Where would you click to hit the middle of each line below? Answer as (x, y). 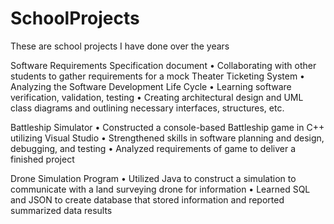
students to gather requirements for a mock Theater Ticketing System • (157, 76)
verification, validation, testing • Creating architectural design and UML (157, 97)
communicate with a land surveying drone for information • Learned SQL (160, 189)
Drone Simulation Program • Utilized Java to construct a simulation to (153, 178)
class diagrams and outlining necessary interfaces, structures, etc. (147, 108)
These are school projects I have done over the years (120, 46)
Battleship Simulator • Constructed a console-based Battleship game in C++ (167, 127)
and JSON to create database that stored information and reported (147, 199)
